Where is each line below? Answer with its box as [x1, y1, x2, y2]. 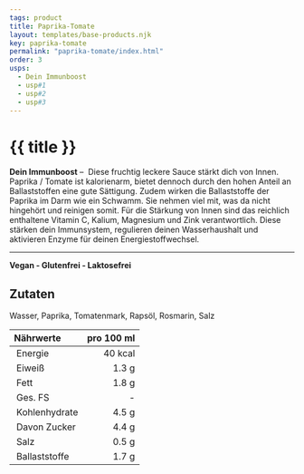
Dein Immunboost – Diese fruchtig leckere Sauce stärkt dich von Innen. [9, 167, 279, 178]
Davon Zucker [16, 421, 77, 433]
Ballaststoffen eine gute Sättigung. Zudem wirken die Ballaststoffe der [9, 186, 270, 197]
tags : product [9, 13, 63, 23]
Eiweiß [16, 362, 45, 374]
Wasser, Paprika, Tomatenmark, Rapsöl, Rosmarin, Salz [9, 310, 215, 322]
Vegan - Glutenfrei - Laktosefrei [9, 260, 132, 271]
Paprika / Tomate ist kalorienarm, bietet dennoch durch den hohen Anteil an [9, 176, 291, 187]
